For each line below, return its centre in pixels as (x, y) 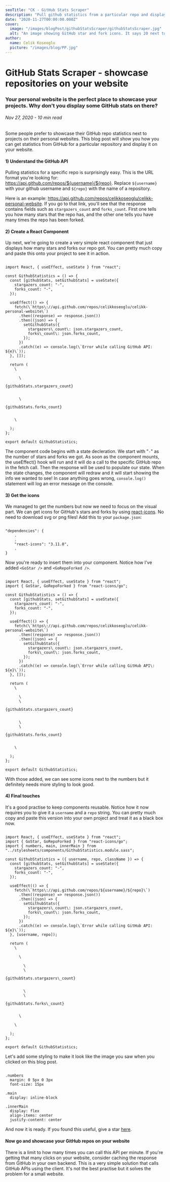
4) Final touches (23, 796)
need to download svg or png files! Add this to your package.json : (74, 517)
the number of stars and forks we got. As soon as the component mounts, (82, 456)
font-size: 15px (27, 1085)
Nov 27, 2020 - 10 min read (34, 118)
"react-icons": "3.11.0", (42, 544)
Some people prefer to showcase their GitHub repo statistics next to (76, 133)
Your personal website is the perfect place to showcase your (81, 99)
